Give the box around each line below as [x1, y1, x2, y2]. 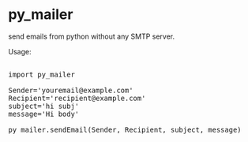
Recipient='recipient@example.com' [8, 93, 146, 103]
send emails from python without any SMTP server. [8, 32, 175, 41]
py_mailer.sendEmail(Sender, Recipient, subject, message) [8, 125, 242, 134]
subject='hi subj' [8, 101, 80, 110]
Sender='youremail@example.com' [8, 85, 133, 95]
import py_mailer [8, 69, 75, 79]
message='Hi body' [8, 109, 80, 118]
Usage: [8, 47, 32, 56]
